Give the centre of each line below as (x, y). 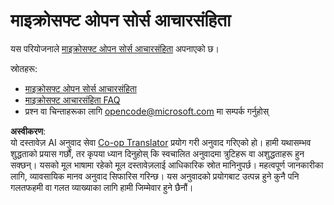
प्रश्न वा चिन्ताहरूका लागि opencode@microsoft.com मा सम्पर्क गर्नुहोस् (147, 111)
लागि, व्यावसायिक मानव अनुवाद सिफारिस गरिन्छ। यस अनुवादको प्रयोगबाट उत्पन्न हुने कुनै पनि (155, 176)
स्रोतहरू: (24, 68)
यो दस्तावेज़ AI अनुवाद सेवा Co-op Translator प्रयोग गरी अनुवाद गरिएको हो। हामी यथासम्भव (161, 142)
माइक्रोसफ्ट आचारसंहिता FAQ (72, 100)
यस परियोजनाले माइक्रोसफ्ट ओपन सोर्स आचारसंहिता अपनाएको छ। (115, 48)
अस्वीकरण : (28, 131)
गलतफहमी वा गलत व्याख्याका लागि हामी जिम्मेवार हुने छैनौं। (102, 187)
